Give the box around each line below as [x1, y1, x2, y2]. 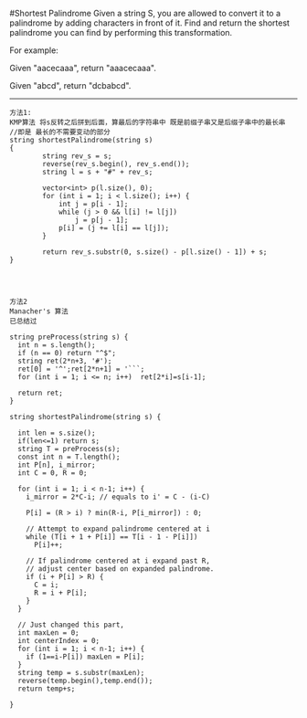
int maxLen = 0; [17, 628, 79, 638]
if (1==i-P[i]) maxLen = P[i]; [26, 652, 145, 661]
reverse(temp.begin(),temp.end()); [17, 676, 153, 685]
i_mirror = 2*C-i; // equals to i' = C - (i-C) [26, 492, 210, 502]
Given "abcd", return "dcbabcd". [9, 80, 132, 90]
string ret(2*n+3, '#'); [17, 356, 112, 365]
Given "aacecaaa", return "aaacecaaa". [9, 63, 157, 73]
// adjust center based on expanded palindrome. [26, 565, 215, 574]
